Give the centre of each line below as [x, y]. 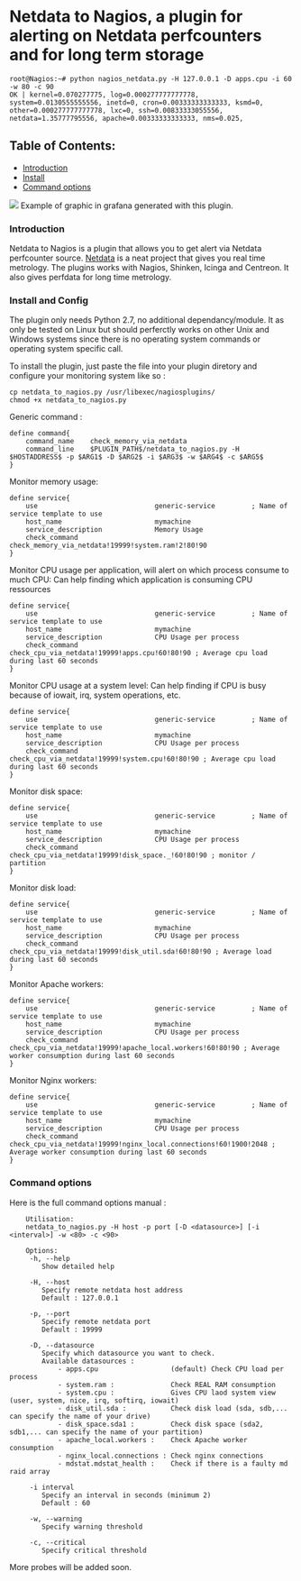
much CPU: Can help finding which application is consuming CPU [131, 580]
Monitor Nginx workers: [53, 1081]
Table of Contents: [63, 146]
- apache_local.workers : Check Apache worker [152, 1439]
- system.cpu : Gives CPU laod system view [167, 1393]
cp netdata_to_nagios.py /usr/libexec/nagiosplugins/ [113, 393]
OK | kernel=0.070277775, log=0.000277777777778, [105, 95]
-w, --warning [56, 1519]
